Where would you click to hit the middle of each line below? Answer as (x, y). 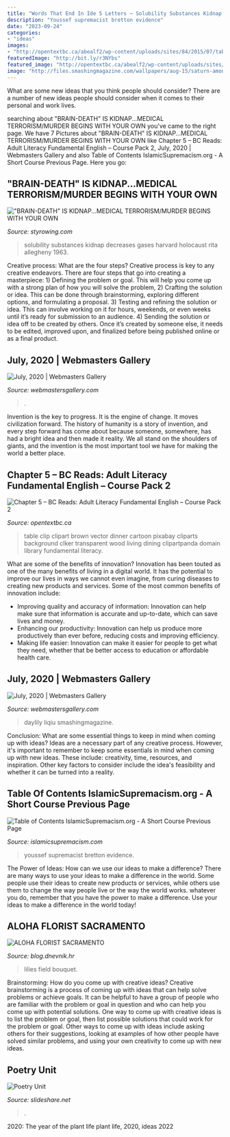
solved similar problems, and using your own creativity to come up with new (114, 1041)
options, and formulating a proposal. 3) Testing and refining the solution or (112, 302)
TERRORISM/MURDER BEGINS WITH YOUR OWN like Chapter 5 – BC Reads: (115, 140)
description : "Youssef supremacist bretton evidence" (86, 20)
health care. (34, 657)
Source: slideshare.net (39, 1100)
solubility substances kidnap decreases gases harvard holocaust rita (120, 245)
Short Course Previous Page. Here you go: (67, 162)
